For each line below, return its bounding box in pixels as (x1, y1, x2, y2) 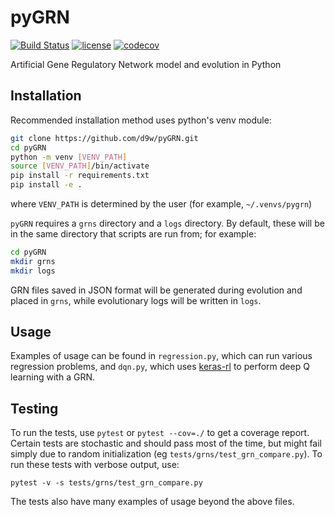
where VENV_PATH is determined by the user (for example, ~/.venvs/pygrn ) (10, 198, 313, 210)
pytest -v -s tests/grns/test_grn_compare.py (10, 478, 203, 488)
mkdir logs (10, 266, 56, 276)
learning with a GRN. (10, 371, 95, 383)
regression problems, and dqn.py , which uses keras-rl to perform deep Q (10, 361, 310, 373)
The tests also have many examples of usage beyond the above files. (10, 496, 295, 508)
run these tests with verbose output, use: (10, 459, 180, 471)
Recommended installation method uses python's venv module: (10, 114, 272, 126)
